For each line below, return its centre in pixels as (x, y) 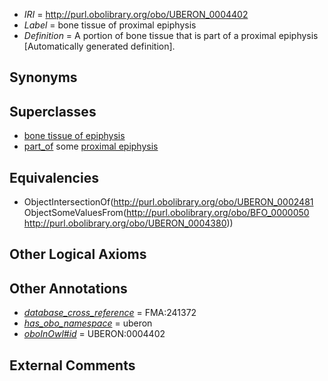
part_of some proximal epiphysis (91, 146)
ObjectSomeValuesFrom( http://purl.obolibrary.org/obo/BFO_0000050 (166, 213)
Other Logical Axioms (78, 254)
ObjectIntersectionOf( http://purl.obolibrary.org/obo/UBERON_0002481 (168, 202)
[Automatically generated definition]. (99, 46)
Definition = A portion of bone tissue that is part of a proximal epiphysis (171, 35)
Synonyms (43, 77)
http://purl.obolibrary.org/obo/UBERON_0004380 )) (128, 223)
